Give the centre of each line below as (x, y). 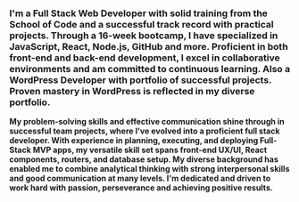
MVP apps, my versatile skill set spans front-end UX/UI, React (150, 150)
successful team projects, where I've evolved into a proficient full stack (145, 131)
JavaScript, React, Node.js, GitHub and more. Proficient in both (149, 46)
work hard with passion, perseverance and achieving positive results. (141, 188)
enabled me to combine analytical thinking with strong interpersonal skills (149, 169)
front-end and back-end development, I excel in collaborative (145, 58)
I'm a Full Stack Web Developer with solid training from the (138, 13)
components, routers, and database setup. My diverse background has (144, 159)
